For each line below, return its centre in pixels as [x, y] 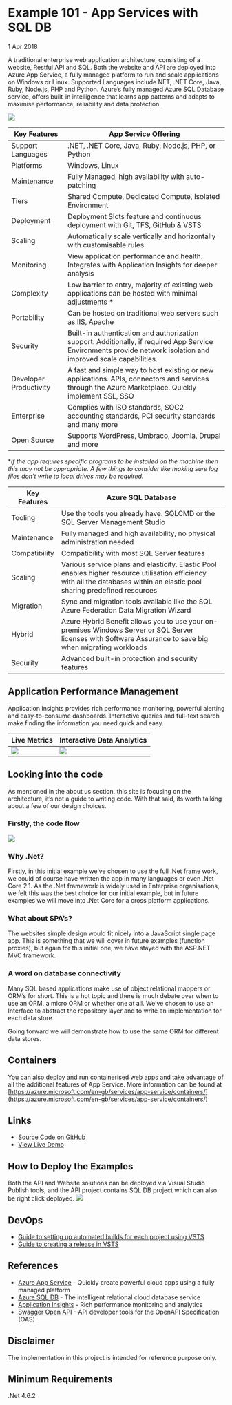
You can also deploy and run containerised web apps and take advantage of [116, 1077]
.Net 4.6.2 [22, 1396]
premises [76, 630]
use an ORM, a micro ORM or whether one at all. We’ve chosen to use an [111, 1003]
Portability [28, 317]
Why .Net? [26, 856]
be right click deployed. [41, 1198]
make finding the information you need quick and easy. [86, 723]
